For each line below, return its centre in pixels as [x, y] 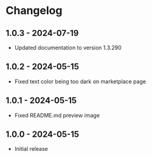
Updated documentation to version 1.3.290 [68, 47]
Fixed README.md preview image [57, 115]
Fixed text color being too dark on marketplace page [80, 81]
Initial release [31, 149]
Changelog [34, 11]
